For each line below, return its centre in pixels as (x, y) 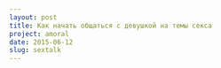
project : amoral (39, 34)
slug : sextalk (36, 50)
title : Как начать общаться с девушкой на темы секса (111, 26)
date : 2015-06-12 (41, 42)
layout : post (33, 17)
